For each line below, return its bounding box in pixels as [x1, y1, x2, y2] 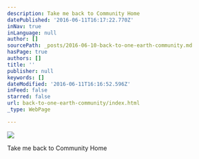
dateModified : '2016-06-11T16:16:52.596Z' [7, 81, 131, 87]
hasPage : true [7, 49, 48, 56]
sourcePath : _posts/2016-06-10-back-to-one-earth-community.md [7, 42, 193, 49]
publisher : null [7, 67, 54, 74]
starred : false [7, 94, 51, 100]
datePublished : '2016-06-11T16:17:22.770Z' [7, 17, 134, 23]
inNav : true [7, 23, 41, 30]
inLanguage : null [7, 29, 57, 36]
